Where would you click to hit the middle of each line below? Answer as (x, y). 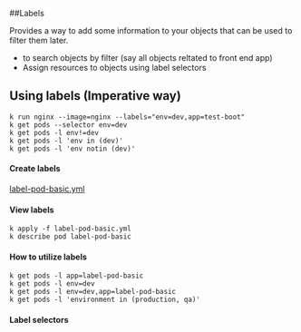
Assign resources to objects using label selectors (114, 68)
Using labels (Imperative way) (95, 96)
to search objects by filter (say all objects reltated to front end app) (148, 58)
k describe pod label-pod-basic (70, 237)
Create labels (35, 169)
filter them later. (39, 40)
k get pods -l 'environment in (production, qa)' (105, 300)
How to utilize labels (49, 257)
